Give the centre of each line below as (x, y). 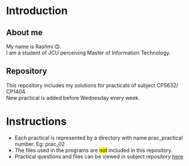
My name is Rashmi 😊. (34, 46)
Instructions (36, 121)
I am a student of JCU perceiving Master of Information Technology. (89, 53)
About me (24, 33)
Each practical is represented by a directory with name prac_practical (99, 138)
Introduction (37, 11)
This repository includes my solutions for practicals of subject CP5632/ (92, 85)
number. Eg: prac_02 (40, 144)
